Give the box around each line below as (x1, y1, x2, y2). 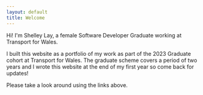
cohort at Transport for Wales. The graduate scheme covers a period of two (6, 56, 197, 64)
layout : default (6, 9, 48, 15)
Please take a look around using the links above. (6, 81, 128, 89)
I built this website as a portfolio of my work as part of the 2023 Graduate (6, 50, 191, 57)
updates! (6, 69, 29, 77)
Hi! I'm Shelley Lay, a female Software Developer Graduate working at (6, 31, 182, 39)
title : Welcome (6, 15, 45, 21)
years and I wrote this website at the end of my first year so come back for (6, 63, 194, 70)
